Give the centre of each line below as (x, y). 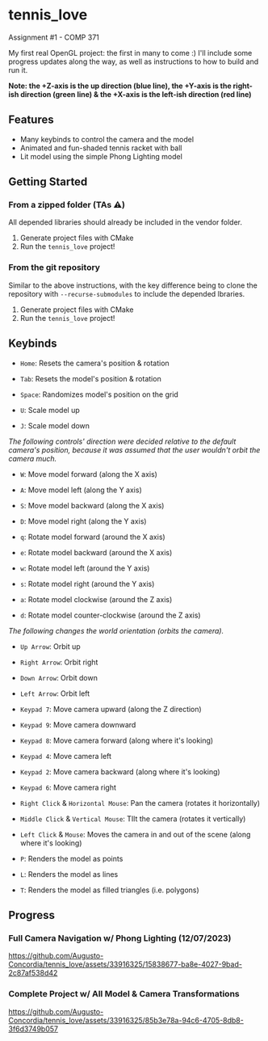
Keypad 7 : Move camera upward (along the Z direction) (111, 709)
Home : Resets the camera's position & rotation (94, 363)
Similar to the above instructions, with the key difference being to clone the (133, 285)
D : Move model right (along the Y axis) (83, 521)
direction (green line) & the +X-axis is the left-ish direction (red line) (136, 94)
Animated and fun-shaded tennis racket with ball (101, 148)
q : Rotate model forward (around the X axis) (92, 537)
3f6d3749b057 (33, 1029)
